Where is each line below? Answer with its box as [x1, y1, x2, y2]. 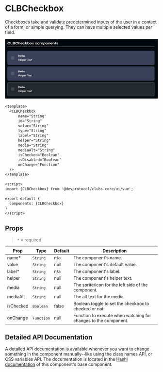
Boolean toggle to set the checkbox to [73, 301, 149, 306]
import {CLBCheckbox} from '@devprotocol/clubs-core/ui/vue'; [5, 186, 133, 192]
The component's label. [73, 268, 121, 274]
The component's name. [73, 255, 122, 261]
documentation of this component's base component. [5, 361, 113, 367]
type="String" [17, 128, 47, 134]
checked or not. [73, 305, 105, 311]
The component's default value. [73, 262, 137, 268]
